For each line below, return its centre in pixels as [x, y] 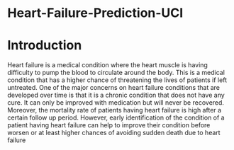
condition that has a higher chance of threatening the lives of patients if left [117, 80]
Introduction [45, 46]
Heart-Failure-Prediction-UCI [95, 13]
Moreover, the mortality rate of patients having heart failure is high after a [115, 110]
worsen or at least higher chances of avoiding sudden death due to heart [114, 133]
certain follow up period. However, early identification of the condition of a [116, 117]
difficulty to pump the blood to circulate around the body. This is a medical [116, 73]
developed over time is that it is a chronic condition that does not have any [116, 95]
